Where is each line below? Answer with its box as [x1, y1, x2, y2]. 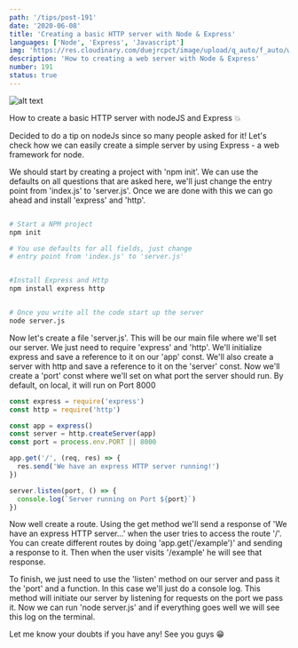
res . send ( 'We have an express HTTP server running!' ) [17, 462, 220, 471]
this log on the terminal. [9, 612, 96, 622]
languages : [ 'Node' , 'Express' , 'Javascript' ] [9, 37, 184, 47]
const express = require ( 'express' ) [9, 396, 145, 405]
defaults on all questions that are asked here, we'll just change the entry [9, 175, 272, 187]
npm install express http [9, 284, 105, 293]
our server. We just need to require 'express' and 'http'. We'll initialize [9, 341, 263, 352]
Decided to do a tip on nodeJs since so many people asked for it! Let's [9, 130, 268, 140]
